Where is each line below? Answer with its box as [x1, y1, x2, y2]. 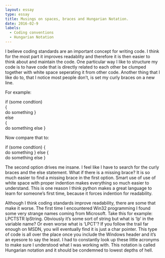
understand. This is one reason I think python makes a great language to [5, 185, 152, 191]
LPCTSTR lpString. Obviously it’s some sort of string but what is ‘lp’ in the [5, 216, 154, 221]
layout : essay [5, 7, 34, 12]
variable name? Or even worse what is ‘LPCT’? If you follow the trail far [5, 221, 149, 227]
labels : [5, 26, 21, 31]
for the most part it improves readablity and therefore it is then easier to [5, 53, 150, 59]
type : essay [5, 12, 30, 17]
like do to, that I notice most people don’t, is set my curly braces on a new [5, 74, 155, 80]
